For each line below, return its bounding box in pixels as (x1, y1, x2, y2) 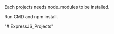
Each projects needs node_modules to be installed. (4, 4, 110, 10)
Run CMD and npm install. (4, 14, 58, 19)
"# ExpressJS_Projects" (4, 23, 54, 29)
